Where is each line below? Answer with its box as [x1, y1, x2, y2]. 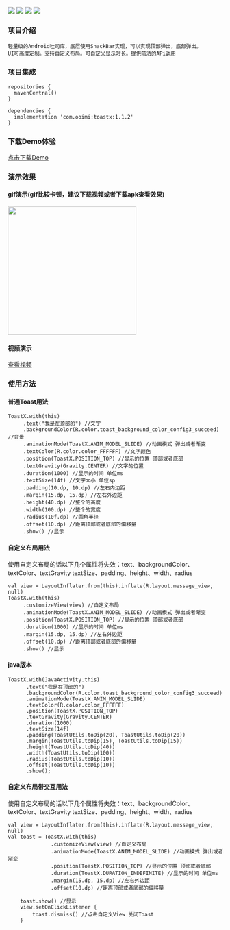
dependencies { [8, 107, 51, 114]
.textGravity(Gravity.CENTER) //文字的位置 [23, 463, 144, 469]
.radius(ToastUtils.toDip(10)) [25, 755, 116, 762]
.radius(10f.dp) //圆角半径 [23, 514, 99, 521]
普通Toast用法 [8, 397, 49, 406]
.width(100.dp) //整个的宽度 [23, 506, 101, 513]
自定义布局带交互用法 [8, 783, 68, 791]
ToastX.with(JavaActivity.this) [8, 676, 100, 683]
